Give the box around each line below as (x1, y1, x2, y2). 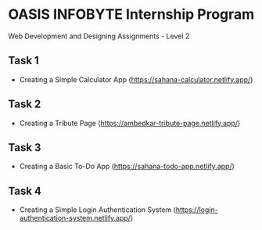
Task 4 (8, 184, 41, 197)
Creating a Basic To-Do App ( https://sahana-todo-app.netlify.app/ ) (19, 162, 235, 171)
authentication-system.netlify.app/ (19, 214, 131, 223)
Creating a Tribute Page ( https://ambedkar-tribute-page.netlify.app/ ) (19, 118, 241, 128)
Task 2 (8, 98, 41, 111)
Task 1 (8, 54, 39, 67)
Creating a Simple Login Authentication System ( (19, 205, 176, 214)
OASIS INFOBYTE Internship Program (8, 5, 255, 23)
